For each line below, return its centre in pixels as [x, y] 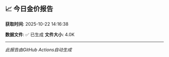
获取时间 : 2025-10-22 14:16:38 [37, 24]
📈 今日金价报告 [29, 9]
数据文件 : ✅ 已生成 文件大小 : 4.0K [40, 34]
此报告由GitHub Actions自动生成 [38, 50]
